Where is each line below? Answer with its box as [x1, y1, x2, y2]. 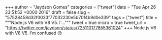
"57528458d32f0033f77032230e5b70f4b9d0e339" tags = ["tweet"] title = [5, 15, 158, 20]
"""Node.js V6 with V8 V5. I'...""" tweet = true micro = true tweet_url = [5, 20, 147, 25]
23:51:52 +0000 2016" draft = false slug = [5, 9, 90, 15]
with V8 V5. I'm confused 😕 [5, 30, 63, 36]
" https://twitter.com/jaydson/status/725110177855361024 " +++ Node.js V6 [5, 25, 157, 31]
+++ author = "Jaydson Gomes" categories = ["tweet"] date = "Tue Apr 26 [5, 4, 156, 10]
